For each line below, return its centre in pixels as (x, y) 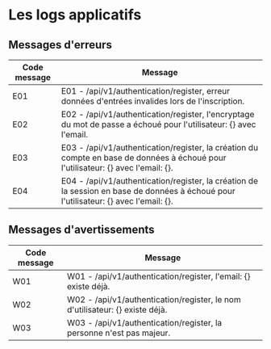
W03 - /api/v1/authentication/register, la (145, 322)
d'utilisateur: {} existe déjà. (117, 309)
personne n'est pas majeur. (119, 333)
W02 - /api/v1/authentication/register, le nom (154, 299)
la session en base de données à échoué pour (148, 191)
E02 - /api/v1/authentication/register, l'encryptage (158, 114)
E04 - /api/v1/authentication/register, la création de (159, 181)
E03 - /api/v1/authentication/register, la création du (160, 147)
